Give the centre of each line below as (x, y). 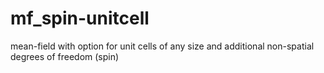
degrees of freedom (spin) (65, 56)
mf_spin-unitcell (80, 18)
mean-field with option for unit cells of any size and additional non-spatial (162, 46)
